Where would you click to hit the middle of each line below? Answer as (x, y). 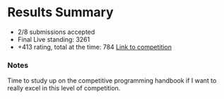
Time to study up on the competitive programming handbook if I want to (112, 81)
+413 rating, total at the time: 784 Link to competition (94, 47)
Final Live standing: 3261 (54, 39)
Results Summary (61, 12)
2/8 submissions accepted (56, 32)
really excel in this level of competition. (64, 88)
